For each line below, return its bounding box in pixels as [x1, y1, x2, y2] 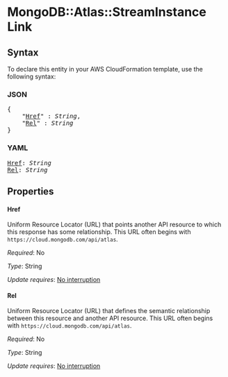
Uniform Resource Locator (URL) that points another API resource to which [7, 220, 222, 229]
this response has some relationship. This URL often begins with [7, 228, 191, 236]
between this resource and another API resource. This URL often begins [7, 314, 213, 323]
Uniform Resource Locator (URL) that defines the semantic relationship [7, 307, 211, 315]
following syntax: [7, 72, 56, 81]
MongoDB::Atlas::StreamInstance [7, 4, 206, 20]
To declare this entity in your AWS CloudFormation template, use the [7, 65, 203, 73]
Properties [7, 185, 54, 197]
